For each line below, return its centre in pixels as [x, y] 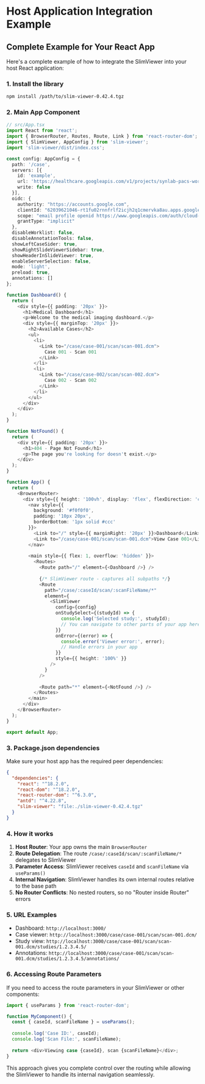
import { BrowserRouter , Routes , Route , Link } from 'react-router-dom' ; [102, 136]
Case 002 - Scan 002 [71, 381]
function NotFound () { [35, 432]
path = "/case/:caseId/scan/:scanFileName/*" [101, 590]
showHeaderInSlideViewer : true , [53, 255]
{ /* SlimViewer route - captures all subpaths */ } [105, 579]
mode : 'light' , [31, 267]
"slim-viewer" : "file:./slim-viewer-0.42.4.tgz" [80, 807]
